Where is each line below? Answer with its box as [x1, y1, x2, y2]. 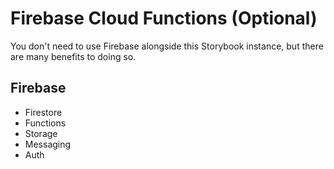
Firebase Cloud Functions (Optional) [10, 7, 318, 30]
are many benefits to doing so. [10, 50, 137, 62]
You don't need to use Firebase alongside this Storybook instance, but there [10, 40, 324, 52]
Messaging [24, 138, 72, 150]
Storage [24, 127, 58, 139]
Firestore [24, 106, 63, 118]
